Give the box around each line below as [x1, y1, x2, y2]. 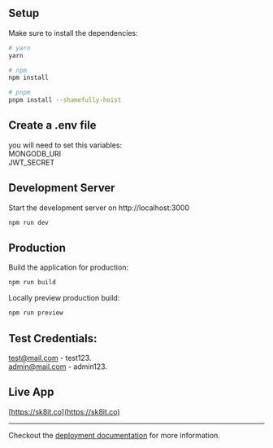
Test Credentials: [8, 332, 97, 345]
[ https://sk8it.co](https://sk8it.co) [8, 406, 120, 416]
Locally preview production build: [8, 293, 120, 303]
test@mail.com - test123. [8, 353, 92, 362]
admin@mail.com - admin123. [8, 362, 108, 371]
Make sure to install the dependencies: [8, 28, 138, 37]
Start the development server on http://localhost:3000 [8, 203, 189, 213]
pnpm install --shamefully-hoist [8, 96, 122, 104]
